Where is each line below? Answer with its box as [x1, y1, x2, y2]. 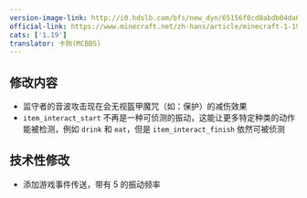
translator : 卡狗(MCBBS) [9, 38, 101, 48]
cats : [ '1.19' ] [9, 30, 68, 39]
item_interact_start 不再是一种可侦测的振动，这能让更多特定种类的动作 [22, 112, 295, 123]
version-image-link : [9, 13, 89, 23]
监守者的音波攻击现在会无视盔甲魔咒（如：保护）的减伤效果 [22, 101, 248, 112]
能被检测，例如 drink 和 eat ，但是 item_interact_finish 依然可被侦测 [22, 124, 285, 135]
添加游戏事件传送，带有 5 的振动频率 [22, 179, 161, 190]
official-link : [9, 22, 68, 31]
